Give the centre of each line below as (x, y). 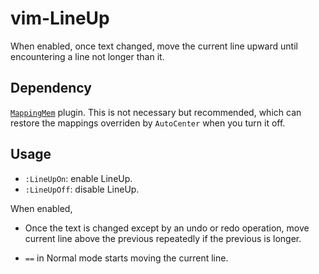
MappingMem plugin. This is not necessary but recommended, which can (156, 112)
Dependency (51, 88)
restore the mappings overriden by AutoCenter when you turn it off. (148, 123)
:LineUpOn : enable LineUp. (78, 178)
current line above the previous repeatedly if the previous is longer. (163, 238)
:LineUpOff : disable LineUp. (82, 189)
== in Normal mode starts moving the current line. (126, 258)
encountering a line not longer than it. (87, 56)
